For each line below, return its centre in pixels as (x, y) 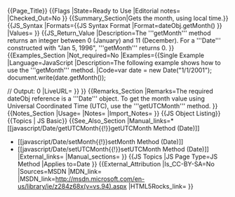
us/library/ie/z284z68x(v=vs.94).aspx (72, 186)
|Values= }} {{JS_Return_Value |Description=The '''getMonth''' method (109, 33)
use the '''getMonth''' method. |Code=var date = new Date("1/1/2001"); (110, 70)
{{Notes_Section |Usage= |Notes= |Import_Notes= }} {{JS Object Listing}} (114, 113)
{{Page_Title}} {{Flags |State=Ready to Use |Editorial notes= (94, 11)
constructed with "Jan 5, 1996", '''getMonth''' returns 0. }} (91, 48)
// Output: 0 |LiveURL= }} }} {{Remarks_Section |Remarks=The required (110, 91)
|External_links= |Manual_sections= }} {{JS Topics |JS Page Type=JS (117, 156)
